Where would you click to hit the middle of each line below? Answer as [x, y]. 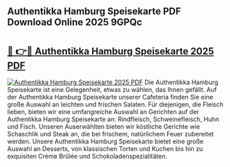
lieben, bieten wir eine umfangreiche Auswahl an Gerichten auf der [103, 112]
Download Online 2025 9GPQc [75, 23]
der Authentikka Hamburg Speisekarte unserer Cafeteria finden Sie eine [110, 97]
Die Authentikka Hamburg [181, 82]
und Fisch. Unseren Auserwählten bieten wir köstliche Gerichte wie [104, 127]
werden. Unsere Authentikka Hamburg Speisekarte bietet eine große [106, 141]
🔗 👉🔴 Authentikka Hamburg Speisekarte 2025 [111, 51]
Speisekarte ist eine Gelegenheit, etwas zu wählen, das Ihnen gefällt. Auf [112, 89]
